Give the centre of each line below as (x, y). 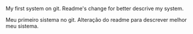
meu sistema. (22, 26)
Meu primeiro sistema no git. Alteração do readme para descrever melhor (96, 20)
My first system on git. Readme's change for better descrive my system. (95, 8)
